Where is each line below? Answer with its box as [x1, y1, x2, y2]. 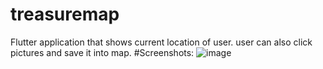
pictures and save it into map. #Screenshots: [10, 46, 195, 58]
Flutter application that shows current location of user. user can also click [10, 36, 313, 48]
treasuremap [10, 3, 120, 26]
